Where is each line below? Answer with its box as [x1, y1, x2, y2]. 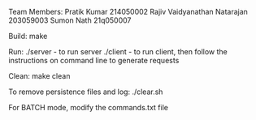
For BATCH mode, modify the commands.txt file [8, 103, 169, 112]
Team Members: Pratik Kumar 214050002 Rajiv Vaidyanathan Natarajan [8, 7, 248, 16]
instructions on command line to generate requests [8, 56, 180, 65]
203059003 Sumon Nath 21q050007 [8, 15, 132, 25]
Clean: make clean [8, 71, 71, 80]
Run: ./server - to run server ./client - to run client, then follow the [8, 47, 228, 56]
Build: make [8, 32, 48, 41]
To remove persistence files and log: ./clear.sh [8, 87, 163, 96]
